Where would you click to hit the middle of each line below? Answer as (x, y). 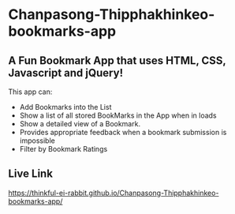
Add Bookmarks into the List (65, 107)
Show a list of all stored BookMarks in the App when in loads (118, 115)
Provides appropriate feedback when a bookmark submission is (123, 132)
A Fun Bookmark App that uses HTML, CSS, (117, 60)
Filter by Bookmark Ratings (63, 149)
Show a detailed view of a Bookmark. (80, 124)
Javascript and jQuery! (66, 73)
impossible (37, 141)
